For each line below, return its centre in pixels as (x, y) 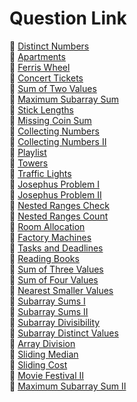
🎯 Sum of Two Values (53, 88)
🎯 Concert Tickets (46, 78)
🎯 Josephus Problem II (55, 194)
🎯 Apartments (37, 56)
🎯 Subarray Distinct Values (64, 333)
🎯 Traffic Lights (40, 173)
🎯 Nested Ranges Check (59, 205)
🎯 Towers (29, 163)
